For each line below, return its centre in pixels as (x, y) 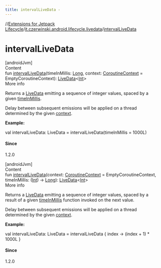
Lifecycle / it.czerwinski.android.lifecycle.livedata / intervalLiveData (71, 29)
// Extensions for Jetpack (30, 24)
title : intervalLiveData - (33, 10)
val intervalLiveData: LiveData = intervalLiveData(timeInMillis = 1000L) (76, 132)
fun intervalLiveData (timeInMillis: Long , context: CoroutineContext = (74, 73)
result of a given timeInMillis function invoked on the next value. (70, 200)
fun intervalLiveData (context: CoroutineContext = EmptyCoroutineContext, (81, 174)
